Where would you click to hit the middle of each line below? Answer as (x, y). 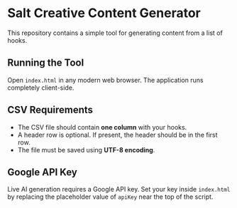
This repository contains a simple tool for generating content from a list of (115, 33)
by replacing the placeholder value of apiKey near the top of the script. (110, 197)
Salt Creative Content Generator (104, 13)
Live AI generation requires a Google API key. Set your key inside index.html (119, 189)
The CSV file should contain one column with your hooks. (102, 127)
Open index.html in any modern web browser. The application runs (105, 80)
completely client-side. (41, 88)
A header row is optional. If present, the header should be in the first (117, 135)
